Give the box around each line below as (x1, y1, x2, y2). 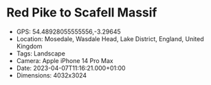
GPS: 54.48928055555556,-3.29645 (16, 27, 121, 36)
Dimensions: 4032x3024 (16, 71, 87, 80)
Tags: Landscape (16, 49, 66, 58)
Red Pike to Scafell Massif (6, 5, 157, 21)
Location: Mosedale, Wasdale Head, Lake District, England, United (16, 34, 204, 42)
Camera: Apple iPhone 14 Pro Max (16, 56, 114, 64)
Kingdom (16, 42, 43, 50)
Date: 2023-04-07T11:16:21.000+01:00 (16, 64, 126, 72)
